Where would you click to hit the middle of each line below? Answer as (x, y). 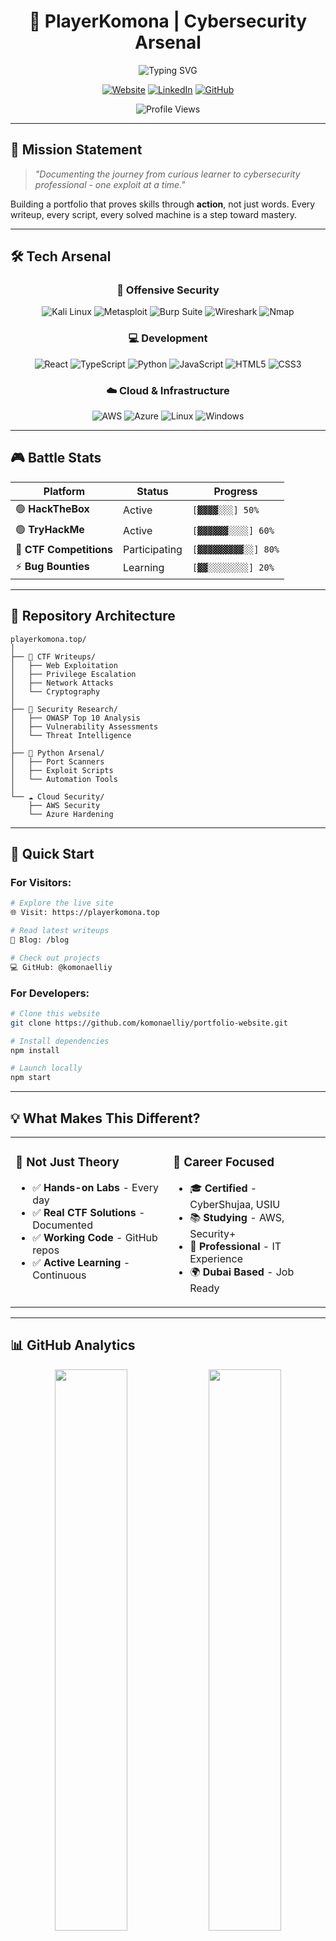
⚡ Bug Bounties (52, 566)
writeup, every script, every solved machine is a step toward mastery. (153, 214)
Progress (235, 491)
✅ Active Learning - (81, 1262)
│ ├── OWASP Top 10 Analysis (75, 718)
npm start (31, 1078)
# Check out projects (55, 958)
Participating (153, 549)
